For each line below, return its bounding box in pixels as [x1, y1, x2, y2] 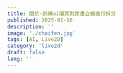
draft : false [7, 49, 45, 56]
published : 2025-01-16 [7, 17, 73, 24]
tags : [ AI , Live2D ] [7, 36, 64, 43]
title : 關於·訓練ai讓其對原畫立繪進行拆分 [7, 10, 116, 17]
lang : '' [7, 56, 33, 63]
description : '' [7, 23, 54, 30]
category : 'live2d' [7, 42, 64, 49]
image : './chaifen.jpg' [7, 29, 76, 37]
